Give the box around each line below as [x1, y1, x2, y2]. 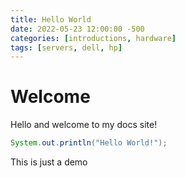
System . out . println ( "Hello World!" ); [10, 138, 168, 148]
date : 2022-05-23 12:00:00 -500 [10, 24, 145, 34]
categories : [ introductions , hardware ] [10, 33, 177, 43]
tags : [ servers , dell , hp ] [10, 42, 123, 53]
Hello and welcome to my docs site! [10, 119, 158, 131]
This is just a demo [10, 156, 88, 168]
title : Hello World [10, 14, 92, 25]
